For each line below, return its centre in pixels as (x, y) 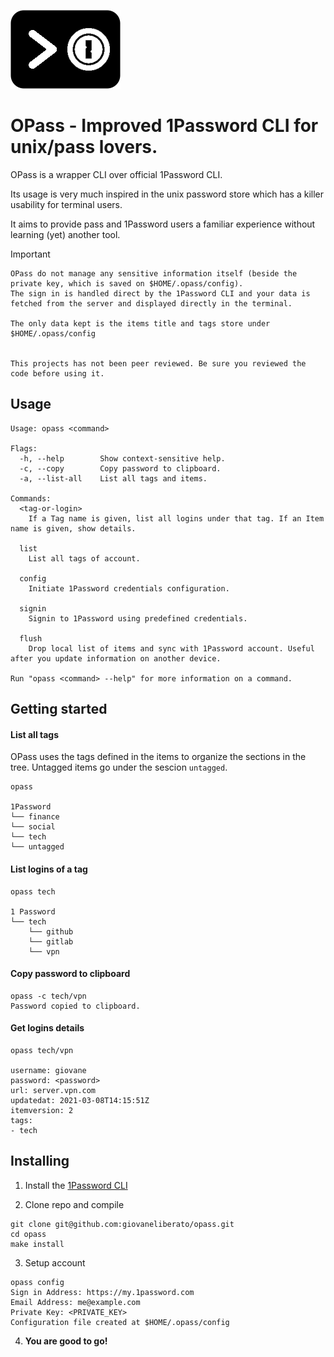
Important (30, 254)
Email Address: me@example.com (75, 1302)
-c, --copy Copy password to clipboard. (120, 468)
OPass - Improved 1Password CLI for (164, 126)
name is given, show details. (73, 528)
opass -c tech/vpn (48, 996)
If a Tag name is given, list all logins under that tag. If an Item (176, 518)
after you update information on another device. (116, 658)
